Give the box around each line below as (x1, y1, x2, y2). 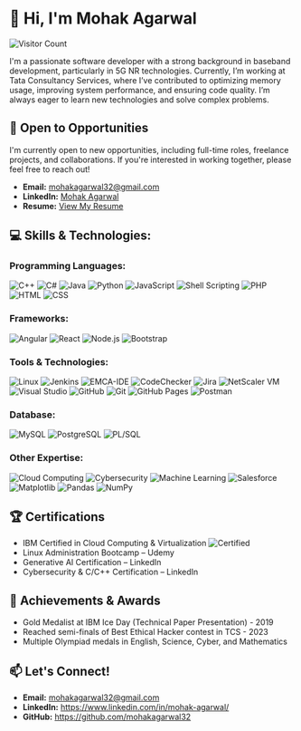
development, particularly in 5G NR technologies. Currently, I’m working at (9, 65, 287, 76)
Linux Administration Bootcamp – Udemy (22, 547, 174, 558)
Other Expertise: (9, 452, 84, 465)
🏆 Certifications (9, 509, 106, 524)
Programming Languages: (9, 260, 127, 273)
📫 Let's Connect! (9, 663, 110, 678)
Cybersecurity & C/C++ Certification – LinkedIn (22, 566, 199, 578)
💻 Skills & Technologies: (9, 228, 152, 244)
